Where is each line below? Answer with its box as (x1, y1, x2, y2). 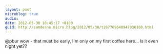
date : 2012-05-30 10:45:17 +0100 (5, 20, 73, 26)
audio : (5, 16, 19, 21)
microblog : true (5, 12, 38, 16)
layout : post (5, 7, 32, 12)
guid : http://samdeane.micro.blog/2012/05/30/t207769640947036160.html (5, 25, 154, 30)
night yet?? (5, 43, 27, 49)
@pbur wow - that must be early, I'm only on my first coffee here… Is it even (5, 38, 158, 44)
